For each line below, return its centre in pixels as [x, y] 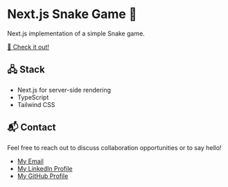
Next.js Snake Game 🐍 [72, 14]
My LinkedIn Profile [45, 168]
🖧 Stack [26, 70]
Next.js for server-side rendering [64, 90]
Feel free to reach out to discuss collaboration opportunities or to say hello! [114, 147]
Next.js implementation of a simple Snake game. [76, 33]
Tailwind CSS [36, 104]
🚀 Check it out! [28, 47]
